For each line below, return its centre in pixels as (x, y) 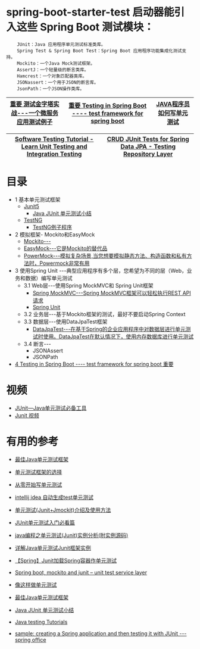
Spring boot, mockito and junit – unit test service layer (81, 572)
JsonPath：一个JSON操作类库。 (51, 89)
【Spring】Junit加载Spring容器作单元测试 (66, 560)
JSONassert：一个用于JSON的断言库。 (58, 82)
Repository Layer (148, 154)
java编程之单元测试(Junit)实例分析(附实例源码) (71, 535)
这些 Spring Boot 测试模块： (86, 27)
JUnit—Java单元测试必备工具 (51, 408)
